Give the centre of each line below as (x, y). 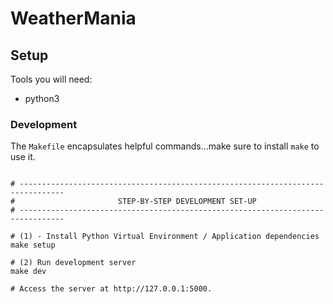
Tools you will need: (51, 79)
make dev (28, 272)
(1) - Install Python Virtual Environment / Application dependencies (169, 237)
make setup (33, 245)
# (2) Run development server (73, 263)
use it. (23, 157)
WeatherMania (73, 18)
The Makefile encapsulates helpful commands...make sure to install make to (165, 146)
